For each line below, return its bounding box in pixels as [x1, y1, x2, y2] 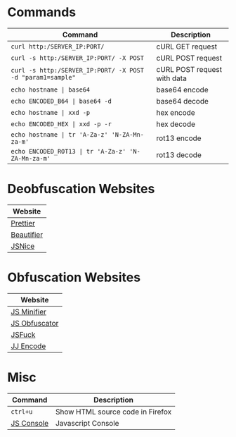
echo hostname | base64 [11, 85, 91, 94]
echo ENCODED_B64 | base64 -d [11, 97, 112, 105]
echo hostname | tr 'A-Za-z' [11, 130, 108, 138]
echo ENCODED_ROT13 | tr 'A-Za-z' [11, 147, 126, 155]
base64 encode [156, 85, 209, 94]
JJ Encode [11, 341, 46, 351]
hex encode [156, 107, 195, 117]
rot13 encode [156, 133, 202, 143]
